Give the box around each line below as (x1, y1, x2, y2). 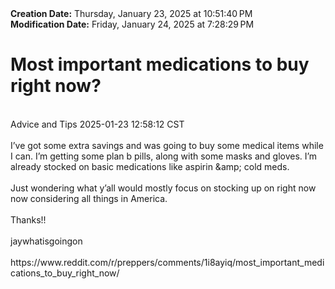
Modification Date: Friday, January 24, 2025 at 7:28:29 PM (10, 18, 255, 30)
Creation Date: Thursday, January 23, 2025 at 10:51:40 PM (10, 8, 253, 19)
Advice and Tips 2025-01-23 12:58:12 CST (10, 118, 185, 130)
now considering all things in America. (10, 192, 168, 204)
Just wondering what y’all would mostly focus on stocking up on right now (10, 182, 317, 194)
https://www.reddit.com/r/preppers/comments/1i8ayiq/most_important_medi (10, 256, 325, 268)
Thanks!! (10, 213, 47, 226)
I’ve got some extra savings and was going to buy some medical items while (10, 139, 324, 151)
